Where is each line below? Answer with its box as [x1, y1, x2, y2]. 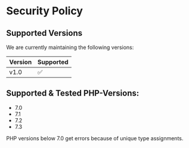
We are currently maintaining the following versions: [6, 44, 134, 51]
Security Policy [6, 4, 83, 18]
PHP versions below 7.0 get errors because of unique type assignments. [6, 134, 184, 141]
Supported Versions [6, 28, 82, 38]
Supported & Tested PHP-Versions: [6, 88, 140, 98]
